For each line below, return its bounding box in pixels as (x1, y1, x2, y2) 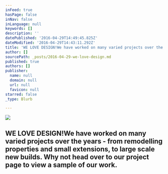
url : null (10, 82, 30, 87)
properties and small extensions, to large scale (5, 145, 155, 153)
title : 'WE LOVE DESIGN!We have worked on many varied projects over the (5, 45, 163, 50)
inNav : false (5, 17, 33, 22)
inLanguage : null (5, 21, 42, 27)
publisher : (5, 69, 28, 74)
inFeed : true (5, 7, 33, 13)
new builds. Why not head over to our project (5, 152, 149, 161)
